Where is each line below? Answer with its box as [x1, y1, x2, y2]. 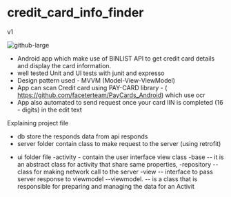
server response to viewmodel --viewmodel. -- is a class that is [17, 174, 198, 183]
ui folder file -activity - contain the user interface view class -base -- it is [17, 153, 224, 161]
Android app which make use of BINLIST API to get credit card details [17, 54, 215, 63]
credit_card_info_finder [7, 5, 144, 21]
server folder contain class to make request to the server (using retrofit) [17, 139, 221, 147]
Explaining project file [7, 118, 69, 127]
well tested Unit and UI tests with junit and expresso [17, 69, 165, 77]
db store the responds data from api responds [17, 132, 148, 141]
